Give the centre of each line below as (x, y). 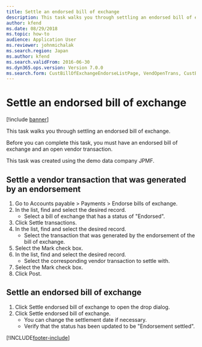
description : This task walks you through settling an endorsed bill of (99, 17)
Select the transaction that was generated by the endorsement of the (109, 235)
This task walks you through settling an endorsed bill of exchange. (88, 131)
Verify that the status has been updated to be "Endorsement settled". (109, 326)
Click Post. (28, 273)
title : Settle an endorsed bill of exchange (63, 12)
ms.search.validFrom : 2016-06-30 (48, 62)
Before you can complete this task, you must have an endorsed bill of (92, 143)
